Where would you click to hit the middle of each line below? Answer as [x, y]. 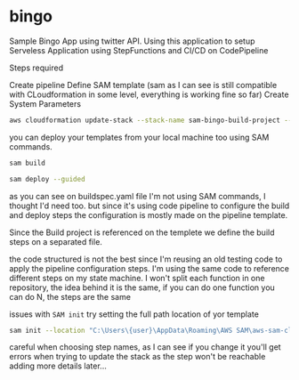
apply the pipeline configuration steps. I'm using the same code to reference [149, 268]
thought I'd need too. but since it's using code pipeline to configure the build [149, 206]
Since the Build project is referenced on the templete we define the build [142, 232]
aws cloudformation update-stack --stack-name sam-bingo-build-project [145, 120]
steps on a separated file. [56, 241]
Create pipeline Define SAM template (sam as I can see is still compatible [143, 85]
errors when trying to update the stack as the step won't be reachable [137, 357]
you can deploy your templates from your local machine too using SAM [139, 137]
